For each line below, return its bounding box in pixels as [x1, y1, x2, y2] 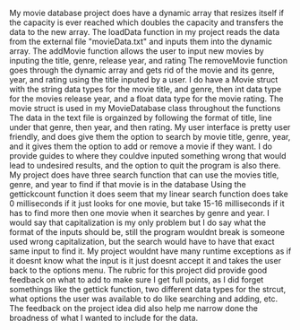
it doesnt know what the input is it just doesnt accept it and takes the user [9, 256, 282, 265]
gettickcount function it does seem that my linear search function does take [9, 188, 288, 199]
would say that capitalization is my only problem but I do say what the [9, 217, 267, 228]
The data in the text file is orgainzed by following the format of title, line [9, 112, 272, 123]
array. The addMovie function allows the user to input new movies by [9, 46, 264, 56]
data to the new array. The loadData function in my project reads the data [9, 27, 280, 37]
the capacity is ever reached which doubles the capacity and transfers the [9, 17, 284, 28]
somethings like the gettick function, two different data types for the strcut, [9, 284, 287, 294]
